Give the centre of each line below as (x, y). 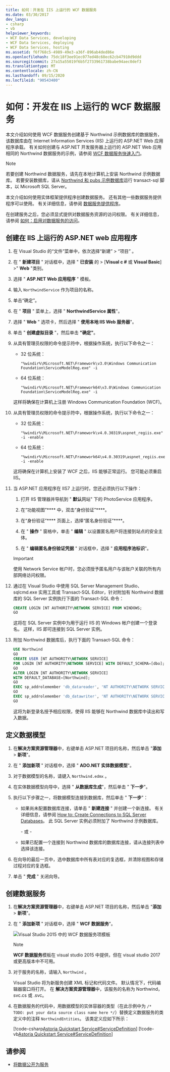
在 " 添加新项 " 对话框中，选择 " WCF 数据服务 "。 (64, 924)
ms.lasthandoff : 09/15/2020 (35, 76)
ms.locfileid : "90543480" (33, 80)
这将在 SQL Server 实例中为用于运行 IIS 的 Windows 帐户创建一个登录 (85, 623)
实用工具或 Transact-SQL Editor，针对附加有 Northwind (96, 592)
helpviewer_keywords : (29, 33)
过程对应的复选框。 (33, 866)
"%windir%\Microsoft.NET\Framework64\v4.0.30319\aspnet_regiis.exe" (94, 457)
